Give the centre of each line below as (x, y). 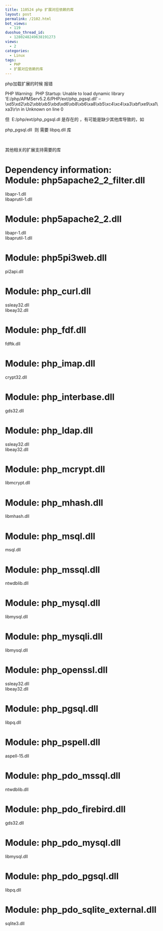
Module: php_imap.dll (50, 363)
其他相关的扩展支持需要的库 (33, 150)
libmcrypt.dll (18, 483)
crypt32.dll (16, 377)
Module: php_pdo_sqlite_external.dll (81, 910)
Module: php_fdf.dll (46, 330)
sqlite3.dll (15, 923)
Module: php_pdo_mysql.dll (63, 843)
